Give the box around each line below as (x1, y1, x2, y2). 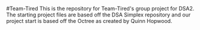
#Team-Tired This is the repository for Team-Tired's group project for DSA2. (6, 5, 195, 12)
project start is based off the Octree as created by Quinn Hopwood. (6, 18, 172, 24)
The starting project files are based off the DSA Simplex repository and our (6, 11, 191, 18)
